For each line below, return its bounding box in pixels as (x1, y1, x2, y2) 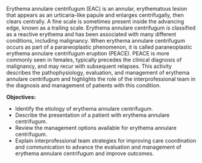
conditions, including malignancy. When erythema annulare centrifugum (6, 37, 186, 44)
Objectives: (6, 93, 36, 100)
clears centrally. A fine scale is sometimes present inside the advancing (6, 18, 185, 25)
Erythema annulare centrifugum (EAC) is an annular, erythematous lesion (6, 5, 188, 12)
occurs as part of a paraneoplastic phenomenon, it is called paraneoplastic (6, 43, 192, 51)
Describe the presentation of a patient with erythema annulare (14, 111, 170, 118)
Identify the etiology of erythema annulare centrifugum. (14, 105, 154, 112)
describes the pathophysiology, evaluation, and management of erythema (6, 69, 190, 76)
